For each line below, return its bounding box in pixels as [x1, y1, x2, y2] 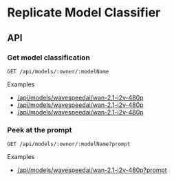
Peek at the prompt [7, 125, 72, 134]
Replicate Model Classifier [7, 5, 161, 21]
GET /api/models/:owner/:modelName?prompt [7, 141, 131, 148]
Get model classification [7, 53, 91, 62]
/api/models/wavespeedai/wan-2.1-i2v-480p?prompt [17, 166, 167, 174]
